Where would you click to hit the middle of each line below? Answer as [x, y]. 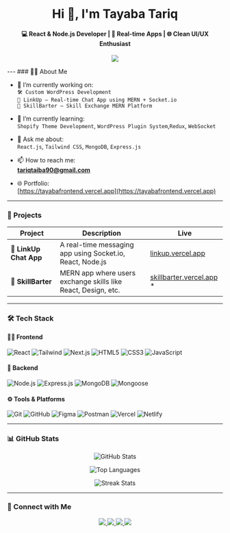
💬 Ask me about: [40, 139]
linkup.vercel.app [178, 253]
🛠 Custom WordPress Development [64, 92]
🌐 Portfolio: [33, 184]
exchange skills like [91, 282]
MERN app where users [98, 273]
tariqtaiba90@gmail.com [54, 170]
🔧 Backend [23, 368]
